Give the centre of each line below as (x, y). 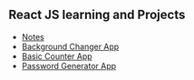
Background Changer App (70, 46)
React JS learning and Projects (97, 15)
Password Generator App (69, 65)
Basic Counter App (57, 56)
